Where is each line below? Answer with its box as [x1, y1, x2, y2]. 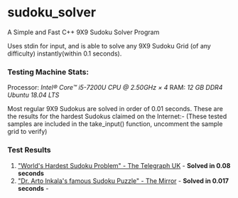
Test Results [7, 145, 51, 155]
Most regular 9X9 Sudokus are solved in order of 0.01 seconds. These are [7, 105, 224, 113]
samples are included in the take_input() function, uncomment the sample [7, 120, 223, 128]
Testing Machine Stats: [7, 67, 89, 77]
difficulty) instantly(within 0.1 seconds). [7, 49, 122, 58]
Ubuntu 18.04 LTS [7, 90, 60, 100]
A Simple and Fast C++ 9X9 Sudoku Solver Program [7, 28, 160, 36]
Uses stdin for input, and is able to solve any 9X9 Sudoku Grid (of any [7, 41, 211, 50]
